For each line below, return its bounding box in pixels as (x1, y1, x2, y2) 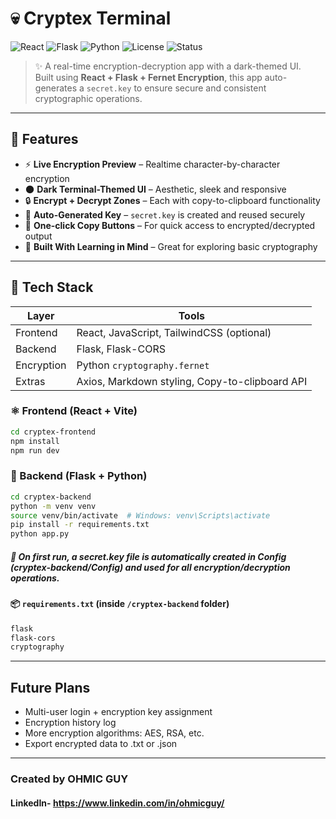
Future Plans (10, 679, 91, 696)
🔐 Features (10, 131, 79, 148)
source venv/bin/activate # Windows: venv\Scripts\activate (10, 510, 271, 521)
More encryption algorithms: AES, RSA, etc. (24, 727, 205, 739)
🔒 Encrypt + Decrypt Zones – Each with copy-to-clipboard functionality (24, 194, 321, 206)
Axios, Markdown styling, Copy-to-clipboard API (76, 374, 308, 388)
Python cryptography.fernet (76, 358, 210, 372)
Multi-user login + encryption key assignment (24, 706, 213, 718)
